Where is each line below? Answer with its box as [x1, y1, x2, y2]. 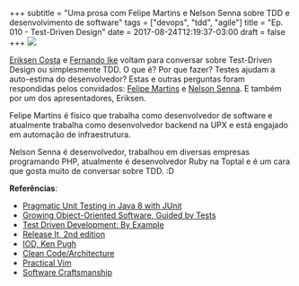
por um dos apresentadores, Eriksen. [9, 93, 146, 103]
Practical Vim [22, 257, 72, 268]
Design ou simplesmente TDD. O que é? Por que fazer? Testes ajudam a [9, 65, 276, 74]
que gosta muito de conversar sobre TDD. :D [9, 166, 175, 176]
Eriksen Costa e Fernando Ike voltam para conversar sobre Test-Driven [9, 55, 272, 65]
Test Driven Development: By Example [22, 220, 164, 230]
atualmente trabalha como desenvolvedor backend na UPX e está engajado [9, 120, 289, 130]
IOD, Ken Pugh [22, 238, 77, 249]
